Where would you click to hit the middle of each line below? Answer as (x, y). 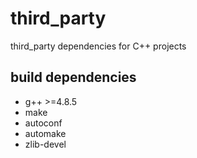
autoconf (43, 123)
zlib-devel (45, 144)
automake (45, 133)
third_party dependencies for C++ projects (98, 46)
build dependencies (73, 77)
